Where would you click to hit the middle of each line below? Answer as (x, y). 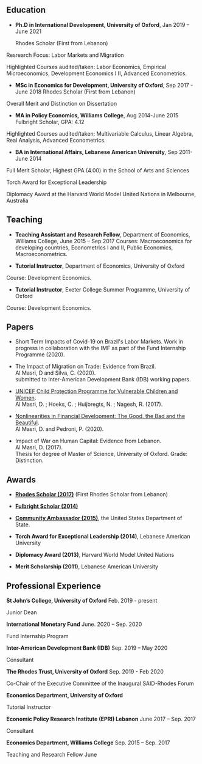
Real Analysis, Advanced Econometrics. (56, 140)
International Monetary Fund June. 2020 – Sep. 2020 (74, 624)
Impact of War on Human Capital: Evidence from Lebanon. (88, 441)
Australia (17, 200)
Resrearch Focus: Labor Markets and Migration (65, 55)
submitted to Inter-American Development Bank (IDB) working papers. (103, 380)
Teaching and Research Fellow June (52, 755)
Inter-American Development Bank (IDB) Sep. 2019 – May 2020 (87, 648)
